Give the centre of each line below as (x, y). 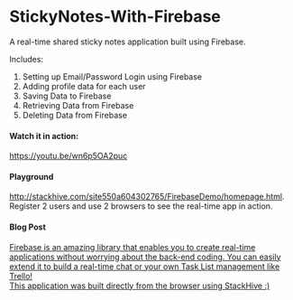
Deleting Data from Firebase (75, 115)
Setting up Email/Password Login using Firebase (112, 76)
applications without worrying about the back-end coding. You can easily (145, 257)
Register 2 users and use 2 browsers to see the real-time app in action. (141, 206)
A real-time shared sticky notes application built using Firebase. (128, 42)
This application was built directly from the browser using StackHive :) (140, 286)
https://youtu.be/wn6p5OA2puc (69, 156)
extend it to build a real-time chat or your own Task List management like (145, 266)
